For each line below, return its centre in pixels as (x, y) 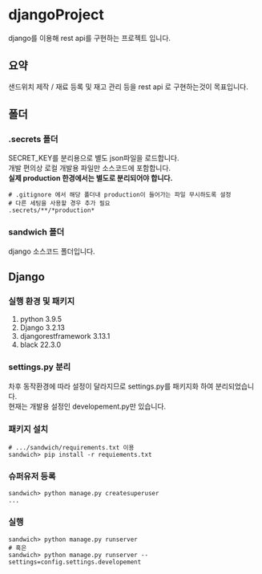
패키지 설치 (28, 429)
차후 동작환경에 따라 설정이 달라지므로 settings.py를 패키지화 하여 (111, 386)
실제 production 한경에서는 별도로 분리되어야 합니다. (91, 178)
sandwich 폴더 (36, 232)
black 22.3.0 (40, 345)
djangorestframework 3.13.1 (65, 336)
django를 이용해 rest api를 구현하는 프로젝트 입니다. (89, 38)
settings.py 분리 (40, 367)
